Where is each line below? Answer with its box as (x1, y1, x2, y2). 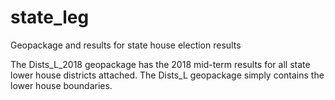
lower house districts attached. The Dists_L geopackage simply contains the (10, 69, 325, 81)
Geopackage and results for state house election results (10, 39, 242, 51)
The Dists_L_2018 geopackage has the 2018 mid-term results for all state (10, 58, 311, 70)
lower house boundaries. (10, 79, 113, 91)
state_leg (10, 6, 90, 29)
